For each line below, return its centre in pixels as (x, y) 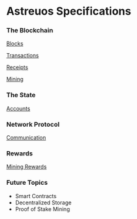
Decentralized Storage (43, 202)
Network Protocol (33, 124)
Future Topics (27, 183)
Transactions (23, 56)
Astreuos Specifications (69, 11)
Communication (26, 138)
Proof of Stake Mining (42, 209)
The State (21, 95)
